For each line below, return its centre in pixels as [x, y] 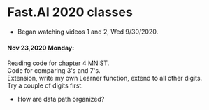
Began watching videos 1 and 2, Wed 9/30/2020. [88, 32]
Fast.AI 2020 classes [70, 12]
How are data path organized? [61, 99]
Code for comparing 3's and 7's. [54, 71]
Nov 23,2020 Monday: [41, 48]
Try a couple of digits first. [45, 85]
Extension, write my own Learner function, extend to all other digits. [105, 78]
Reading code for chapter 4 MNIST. [58, 63]
